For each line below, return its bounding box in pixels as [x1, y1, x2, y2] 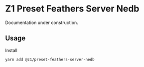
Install [5, 47, 17, 53]
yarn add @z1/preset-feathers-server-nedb [5, 57, 95, 62]
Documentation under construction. [5, 19, 78, 25]
